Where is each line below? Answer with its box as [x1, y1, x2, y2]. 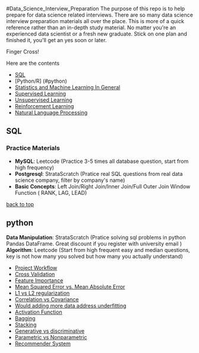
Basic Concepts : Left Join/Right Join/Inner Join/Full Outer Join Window [14, 182, 191, 190]
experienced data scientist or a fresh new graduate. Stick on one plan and [6, 30, 187, 37]
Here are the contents [6, 59, 60, 67]
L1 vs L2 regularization [14, 289, 70, 297]
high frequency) [14, 163, 55, 171]
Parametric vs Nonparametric [14, 333, 87, 341]
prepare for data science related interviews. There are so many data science [6, 11, 193, 18]
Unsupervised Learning [14, 96, 72, 103]
